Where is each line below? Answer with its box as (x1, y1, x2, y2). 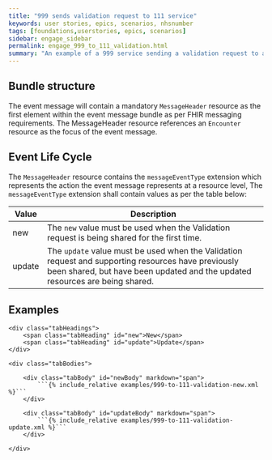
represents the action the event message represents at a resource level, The (8, 180, 263, 190)
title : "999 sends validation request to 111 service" (8, 11, 198, 20)
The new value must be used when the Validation (47, 222, 231, 233)
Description (130, 208, 176, 219)
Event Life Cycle (8, 151, 92, 164)
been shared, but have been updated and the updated (47, 265, 253, 276)
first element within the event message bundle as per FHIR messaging (8, 109, 242, 119)
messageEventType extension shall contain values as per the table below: (8, 189, 247, 198)
